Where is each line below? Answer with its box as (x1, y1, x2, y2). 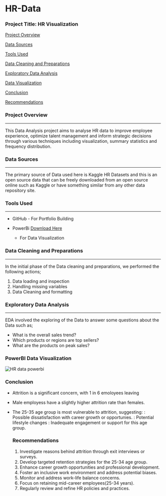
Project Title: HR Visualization (5, 21, 79, 28)
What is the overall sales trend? (12, 332, 77, 338)
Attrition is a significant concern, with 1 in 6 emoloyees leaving (12, 390, 139, 396)
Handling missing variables (12, 283, 68, 289)
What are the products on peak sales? (12, 342, 90, 348)
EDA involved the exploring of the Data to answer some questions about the (5, 317, 160, 323)
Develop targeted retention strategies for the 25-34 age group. (19, 459, 148, 465)
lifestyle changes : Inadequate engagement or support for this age (12, 420, 147, 426)
